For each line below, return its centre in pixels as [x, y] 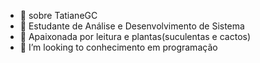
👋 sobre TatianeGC [58, 15]
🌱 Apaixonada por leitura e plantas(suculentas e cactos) [135, 36]
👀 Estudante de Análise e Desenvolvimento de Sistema [132, 26]
